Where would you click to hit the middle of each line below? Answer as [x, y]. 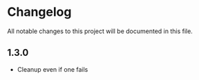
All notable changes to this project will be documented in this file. [100, 31]
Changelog [39, 12]
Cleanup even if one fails [53, 69]
